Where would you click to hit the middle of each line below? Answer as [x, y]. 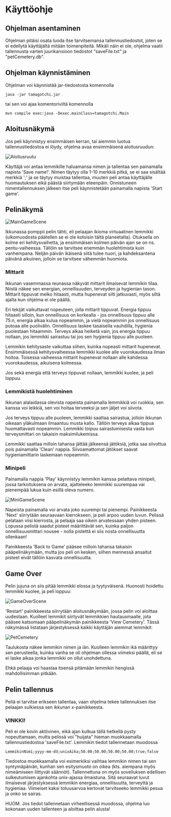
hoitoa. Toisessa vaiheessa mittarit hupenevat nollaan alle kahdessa [77, 357]
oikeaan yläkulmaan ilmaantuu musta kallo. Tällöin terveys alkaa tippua [80, 423]
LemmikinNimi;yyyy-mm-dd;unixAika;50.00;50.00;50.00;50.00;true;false [82, 752]
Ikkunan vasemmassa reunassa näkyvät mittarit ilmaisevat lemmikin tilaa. [82, 283]
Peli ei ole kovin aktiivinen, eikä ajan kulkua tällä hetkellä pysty [71, 732]
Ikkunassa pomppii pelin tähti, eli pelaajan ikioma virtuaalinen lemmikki [79, 232]
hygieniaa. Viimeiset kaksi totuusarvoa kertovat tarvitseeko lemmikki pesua [84, 788]
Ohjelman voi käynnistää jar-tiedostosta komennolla [59, 85]
